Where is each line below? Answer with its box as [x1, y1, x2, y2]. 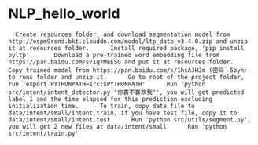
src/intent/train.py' [8, 129, 79, 137]
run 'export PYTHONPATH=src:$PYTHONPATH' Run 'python [8, 80, 206, 88]
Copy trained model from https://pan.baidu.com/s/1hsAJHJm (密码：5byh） [8, 66, 250, 74]
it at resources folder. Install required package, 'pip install [8, 44, 245, 52]
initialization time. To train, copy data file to [8, 102, 195, 110]
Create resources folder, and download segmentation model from [15, 31, 230, 38]
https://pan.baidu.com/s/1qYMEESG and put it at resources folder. [8, 58, 234, 66]
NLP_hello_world [8, 5, 120, 23]
